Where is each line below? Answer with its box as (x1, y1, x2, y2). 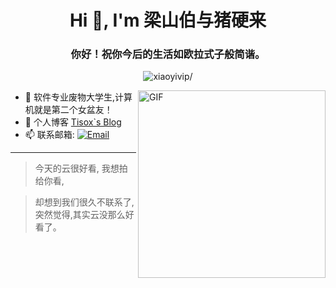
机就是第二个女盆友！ (24, 104, 113, 116)
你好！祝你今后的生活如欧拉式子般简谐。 (70, 47, 266, 61)
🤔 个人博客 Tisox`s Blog (24, 116, 122, 128)
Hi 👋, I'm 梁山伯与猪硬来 (69, 9, 267, 32)
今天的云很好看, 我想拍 (34, 162, 128, 175)
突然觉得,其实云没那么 (34, 209, 126, 221)
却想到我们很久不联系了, (34, 196, 135, 208)
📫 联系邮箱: (24, 129, 75, 141)
